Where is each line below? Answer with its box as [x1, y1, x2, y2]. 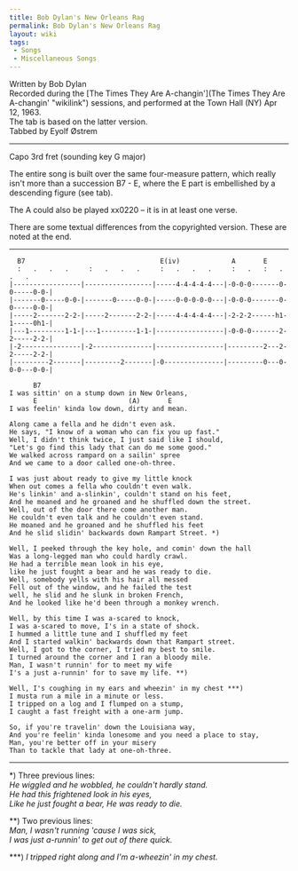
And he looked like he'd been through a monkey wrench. [9, 598, 220, 607]
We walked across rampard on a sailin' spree [9, 451, 180, 460]
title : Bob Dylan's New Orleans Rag [9, 12, 145, 22]
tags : [9, 37, 29, 47]
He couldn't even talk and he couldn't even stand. [9, 513, 204, 522]
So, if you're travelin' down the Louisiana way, [9, 723, 197, 732]
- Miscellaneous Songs [12, 54, 98, 63]
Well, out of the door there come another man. [9, 505, 189, 514]
